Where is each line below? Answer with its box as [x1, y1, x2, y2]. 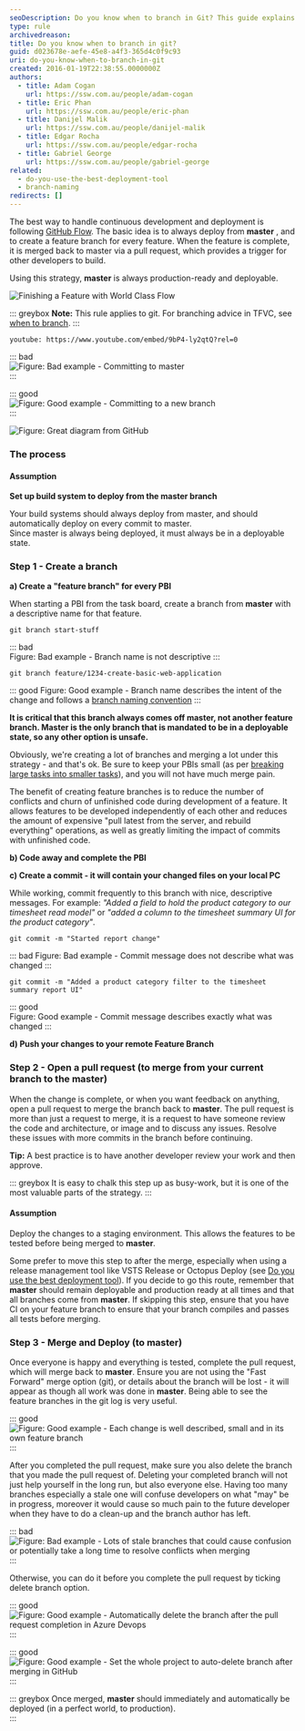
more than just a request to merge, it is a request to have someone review [9, 1112, 286, 1123]
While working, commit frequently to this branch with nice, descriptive [9, 887, 273, 898]
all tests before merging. [9, 1313, 101, 1324]
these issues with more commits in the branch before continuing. [9, 1132, 253, 1143]
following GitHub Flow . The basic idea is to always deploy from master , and [9, 226, 296, 237]
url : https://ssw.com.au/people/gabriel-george [25, 157, 209, 167]
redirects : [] [9, 191, 64, 200]
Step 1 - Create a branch [9, 560, 118, 573]
